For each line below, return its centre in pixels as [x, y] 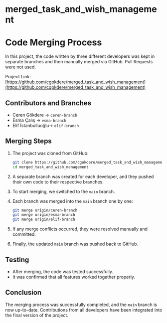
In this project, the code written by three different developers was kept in [80, 56]
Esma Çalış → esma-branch [39, 120]
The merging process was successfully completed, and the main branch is [81, 305]
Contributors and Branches [48, 103]
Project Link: [18, 77]
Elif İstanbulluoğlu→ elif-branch [46, 125]
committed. [24, 234]
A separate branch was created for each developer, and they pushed [83, 176]
